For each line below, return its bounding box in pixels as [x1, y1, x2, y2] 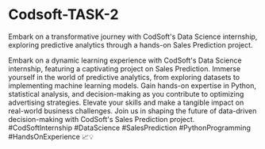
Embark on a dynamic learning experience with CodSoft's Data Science [8, 55, 242, 65]
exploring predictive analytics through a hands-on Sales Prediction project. [8, 40, 253, 49]
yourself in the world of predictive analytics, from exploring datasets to [8, 72, 240, 82]
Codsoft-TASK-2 [8, 6, 119, 24]
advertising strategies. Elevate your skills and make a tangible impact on [8, 97, 244, 107]
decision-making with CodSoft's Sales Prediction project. [8, 114, 195, 124]
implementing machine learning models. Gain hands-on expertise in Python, [8, 81, 256, 90]
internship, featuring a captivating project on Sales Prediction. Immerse [8, 63, 241, 73]
